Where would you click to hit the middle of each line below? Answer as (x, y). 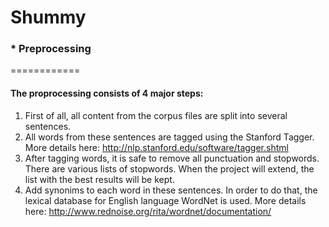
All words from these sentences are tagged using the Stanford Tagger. (169, 137)
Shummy (48, 17)
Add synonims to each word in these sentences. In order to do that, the (171, 190)
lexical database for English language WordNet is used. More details (165, 200)
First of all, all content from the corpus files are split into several (156, 115)
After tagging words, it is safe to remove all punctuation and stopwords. (172, 158)
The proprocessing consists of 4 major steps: (107, 93)
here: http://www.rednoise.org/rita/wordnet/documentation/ (148, 211)
